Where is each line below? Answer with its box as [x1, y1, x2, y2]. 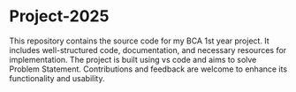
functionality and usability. [9, 73, 105, 83]
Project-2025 [9, 6, 110, 27]
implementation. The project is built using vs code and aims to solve [9, 54, 257, 65]
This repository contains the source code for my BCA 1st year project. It [9, 35, 269, 46]
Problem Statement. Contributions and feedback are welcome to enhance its [9, 64, 288, 74]
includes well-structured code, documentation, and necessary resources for [9, 44, 287, 55]
